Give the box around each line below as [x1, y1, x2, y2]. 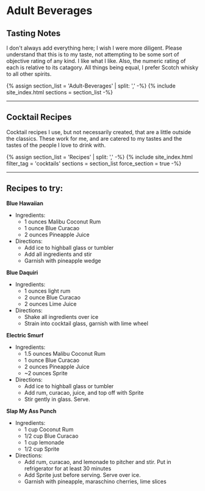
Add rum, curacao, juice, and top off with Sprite [24, 389, 144, 396]
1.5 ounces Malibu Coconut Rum [24, 350, 106, 357]
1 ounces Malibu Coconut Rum [24, 218, 101, 225]
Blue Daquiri [6, 269, 38, 276]
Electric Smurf [6, 331, 44, 339]
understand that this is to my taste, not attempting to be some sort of [6, 51, 179, 58]
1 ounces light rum [24, 287, 71, 294]
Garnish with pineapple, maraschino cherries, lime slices [24, 478, 167, 485]
